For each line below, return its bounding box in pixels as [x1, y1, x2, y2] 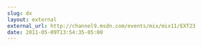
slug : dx [7, 9, 32, 17]
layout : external [7, 16, 57, 23]
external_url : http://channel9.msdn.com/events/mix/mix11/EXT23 [7, 22, 196, 29]
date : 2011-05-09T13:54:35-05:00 [7, 28, 103, 36]
